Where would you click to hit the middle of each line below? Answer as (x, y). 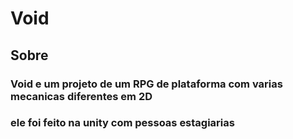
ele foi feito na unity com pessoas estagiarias (122, 123)
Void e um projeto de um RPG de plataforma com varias (146, 84)
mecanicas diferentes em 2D (81, 96)
